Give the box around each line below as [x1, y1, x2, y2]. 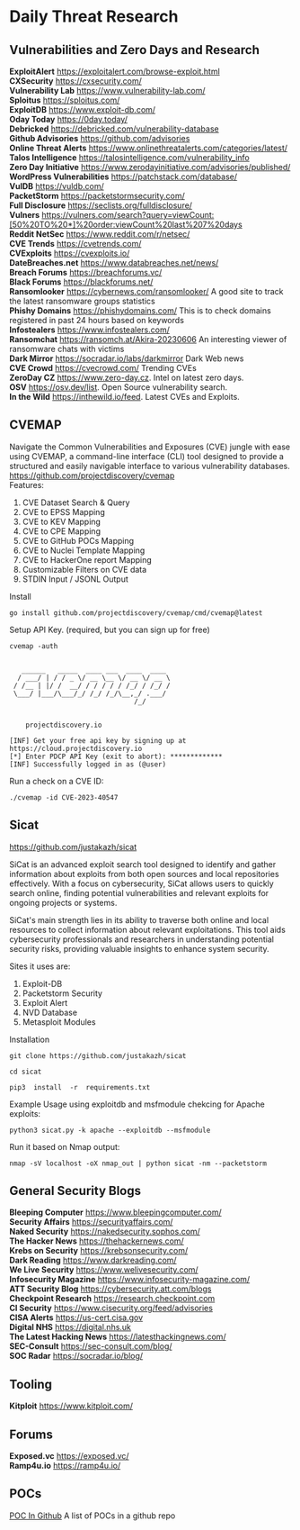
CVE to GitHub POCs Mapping [22, 535, 135, 546]
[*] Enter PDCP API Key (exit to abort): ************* [9, 752, 223, 761]
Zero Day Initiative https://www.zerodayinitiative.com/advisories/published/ [9, 162, 291, 172]
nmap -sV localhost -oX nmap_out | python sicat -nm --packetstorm [9, 1159, 268, 1168]
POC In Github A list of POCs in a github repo [9, 1510, 176, 1521]
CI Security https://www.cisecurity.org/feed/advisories [9, 1303, 214, 1314]
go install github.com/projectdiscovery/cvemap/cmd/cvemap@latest [9, 608, 263, 618]
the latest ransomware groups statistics [9, 295, 155, 306]
